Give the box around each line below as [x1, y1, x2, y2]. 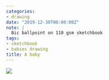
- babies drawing [6, 46, 48, 52]
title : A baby [6, 52, 41, 57]
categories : [6, 8, 35, 14]
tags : [6, 35, 19, 41]
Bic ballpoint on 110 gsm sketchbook [11, 30, 103, 36]
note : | [6, 24, 25, 31]
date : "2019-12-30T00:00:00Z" [6, 19, 80, 25]
